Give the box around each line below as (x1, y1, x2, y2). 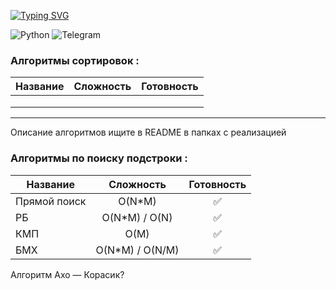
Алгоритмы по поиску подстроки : (10, 151, 188, 165)
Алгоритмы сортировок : (10, 53, 140, 67)
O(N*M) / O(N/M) (95, 243, 180, 257)
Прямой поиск (15, 194, 87, 208)
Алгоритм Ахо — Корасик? (10, 268, 125, 280)
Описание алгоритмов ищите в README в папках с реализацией (10, 126, 287, 139)
